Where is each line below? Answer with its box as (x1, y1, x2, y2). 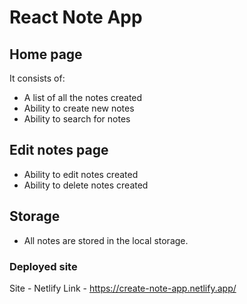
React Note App (9, 6, 143, 29)
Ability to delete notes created (23, 179, 149, 191)
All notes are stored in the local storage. (23, 234, 189, 246)
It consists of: (9, 72, 66, 84)
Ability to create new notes (23, 102, 135, 114)
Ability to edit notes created (23, 168, 139, 180)
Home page (9, 46, 83, 63)
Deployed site (9, 259, 78, 273)
